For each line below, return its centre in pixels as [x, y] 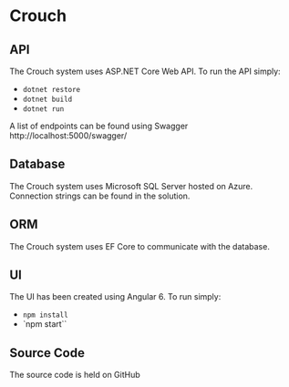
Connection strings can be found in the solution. [100, 196]
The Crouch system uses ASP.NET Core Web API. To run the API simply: [145, 71]
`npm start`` [45, 324]
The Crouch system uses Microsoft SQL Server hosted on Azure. [131, 186]
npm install [45, 315]
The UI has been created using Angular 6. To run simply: [115, 297]
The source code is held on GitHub [75, 375]
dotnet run [43, 109]
